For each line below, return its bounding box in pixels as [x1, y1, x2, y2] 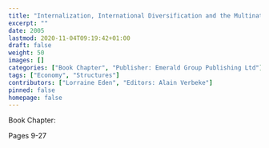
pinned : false [8, 86, 56, 94]
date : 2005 [8, 26, 45, 34]
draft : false [8, 42, 52, 50]
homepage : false [8, 94, 62, 102]
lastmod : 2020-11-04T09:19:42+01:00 [8, 34, 130, 42]
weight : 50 [8, 49, 45, 57]
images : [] [8, 57, 45, 65]
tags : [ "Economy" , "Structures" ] [8, 71, 120, 79]
